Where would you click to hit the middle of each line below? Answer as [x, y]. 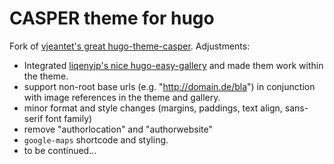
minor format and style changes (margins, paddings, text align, [153, 108]
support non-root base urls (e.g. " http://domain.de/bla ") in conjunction [169, 86]
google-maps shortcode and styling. [96, 139]
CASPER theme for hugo [112, 18]
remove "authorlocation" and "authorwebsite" [118, 129]
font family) [69, 118]
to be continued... [60, 150]
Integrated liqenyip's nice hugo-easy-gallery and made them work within [173, 65]
